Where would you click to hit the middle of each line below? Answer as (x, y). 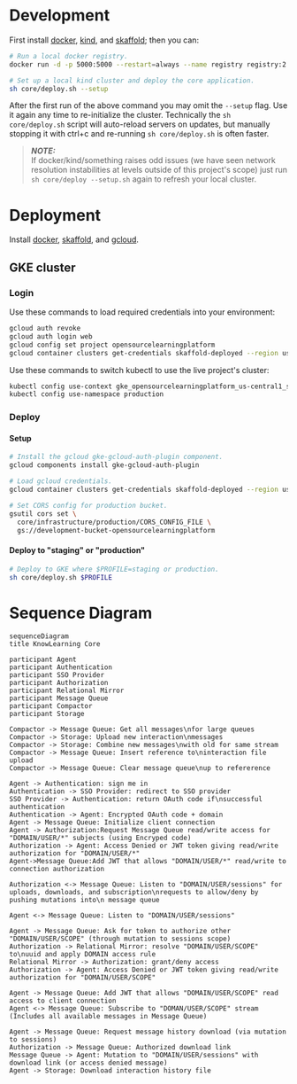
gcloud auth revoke (45, 329)
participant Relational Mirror (67, 691)
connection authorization (57, 870)
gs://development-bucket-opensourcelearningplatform (116, 530)
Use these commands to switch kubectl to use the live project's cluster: (139, 370)
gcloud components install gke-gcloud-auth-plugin (104, 465)
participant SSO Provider (57, 675)
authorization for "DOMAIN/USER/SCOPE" (83, 978)
